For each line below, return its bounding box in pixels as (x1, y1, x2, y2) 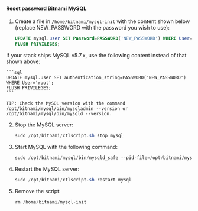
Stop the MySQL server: (14, 121, 74, 128)
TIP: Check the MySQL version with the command (6, 100, 126, 106)
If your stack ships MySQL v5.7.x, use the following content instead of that (6, 51, 187, 59)
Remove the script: (14, 187, 61, 194)
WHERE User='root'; (6, 80, 54, 86)
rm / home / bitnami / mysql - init (14, 199, 87, 205)
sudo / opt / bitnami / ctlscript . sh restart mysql (14, 177, 132, 183)
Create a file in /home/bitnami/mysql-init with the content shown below (14, 18, 190, 25)
